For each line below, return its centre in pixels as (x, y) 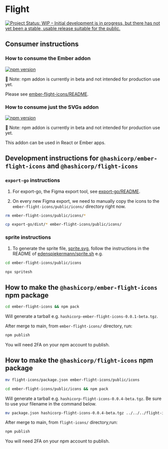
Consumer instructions (42, 44)
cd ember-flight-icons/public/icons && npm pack (57, 389)
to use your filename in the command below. (51, 403)
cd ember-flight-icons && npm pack (42, 307)
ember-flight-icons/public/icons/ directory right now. (69, 206)
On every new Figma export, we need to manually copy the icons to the (86, 201)
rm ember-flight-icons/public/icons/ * (45, 215)
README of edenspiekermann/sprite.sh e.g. (58, 253)
